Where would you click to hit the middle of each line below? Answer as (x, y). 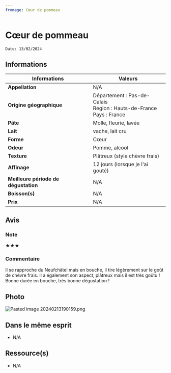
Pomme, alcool (111, 148)
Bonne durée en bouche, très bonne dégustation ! (58, 281)
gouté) (101, 171)
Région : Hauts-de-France (125, 109)
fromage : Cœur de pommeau (33, 10)
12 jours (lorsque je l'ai (121, 165)
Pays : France (109, 115)
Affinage (19, 168)
